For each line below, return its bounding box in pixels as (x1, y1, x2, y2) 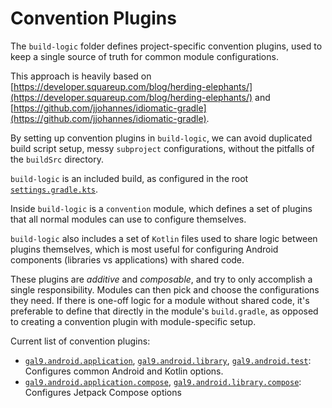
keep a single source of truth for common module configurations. (10, 50, 279, 62)
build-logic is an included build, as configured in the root (10, 172, 249, 184)
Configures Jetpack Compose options (24, 386, 182, 398)
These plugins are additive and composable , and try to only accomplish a (10, 273, 313, 285)
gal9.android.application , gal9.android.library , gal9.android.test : (24, 354, 312, 366)
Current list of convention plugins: (10, 335, 151, 347)
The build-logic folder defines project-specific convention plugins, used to (10, 40, 323, 52)
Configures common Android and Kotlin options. (24, 365, 224, 377)
